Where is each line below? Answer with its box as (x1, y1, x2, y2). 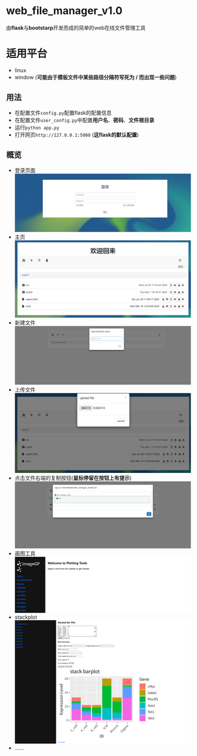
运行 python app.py (14, 124, 60, 131)
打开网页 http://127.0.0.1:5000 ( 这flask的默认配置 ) (14, 131, 139, 138)
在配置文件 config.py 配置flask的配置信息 (14, 109, 112, 116)
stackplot (14, 614, 38, 621)
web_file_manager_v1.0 (6, 4, 123, 18)
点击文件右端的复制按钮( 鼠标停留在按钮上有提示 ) (14, 474, 132, 481)
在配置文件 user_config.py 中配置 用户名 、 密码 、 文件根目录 (14, 116, 155, 124)
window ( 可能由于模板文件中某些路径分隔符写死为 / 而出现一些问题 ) (14, 73, 177, 80)
